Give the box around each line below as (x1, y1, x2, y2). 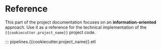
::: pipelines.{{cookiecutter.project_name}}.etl (5, 38, 96, 44)
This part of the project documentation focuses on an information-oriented (5, 19, 157, 25)
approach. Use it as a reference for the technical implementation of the (5, 24, 147, 30)
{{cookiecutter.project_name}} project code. (5, 29, 96, 35)
